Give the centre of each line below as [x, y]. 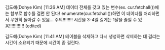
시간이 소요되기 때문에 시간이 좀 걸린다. [43, 43]
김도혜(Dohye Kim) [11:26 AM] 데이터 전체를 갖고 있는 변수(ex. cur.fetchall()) [80, 7]
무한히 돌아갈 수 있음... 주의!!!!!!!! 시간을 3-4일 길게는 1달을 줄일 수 [74, 20]
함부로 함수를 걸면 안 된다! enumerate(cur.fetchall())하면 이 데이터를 [76, 13]
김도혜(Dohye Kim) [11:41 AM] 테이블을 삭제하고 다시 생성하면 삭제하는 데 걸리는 [83, 36]
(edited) [33, 26]
